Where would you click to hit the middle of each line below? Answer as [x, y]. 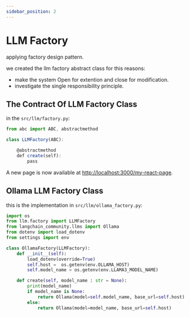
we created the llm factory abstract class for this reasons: [76, 68]
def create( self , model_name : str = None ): [72, 281]
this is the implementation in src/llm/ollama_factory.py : [74, 205]
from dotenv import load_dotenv [45, 232]
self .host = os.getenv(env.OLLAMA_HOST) [79, 265]
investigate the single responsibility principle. [69, 86]
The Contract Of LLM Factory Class [72, 104]
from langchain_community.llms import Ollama [62, 227]
